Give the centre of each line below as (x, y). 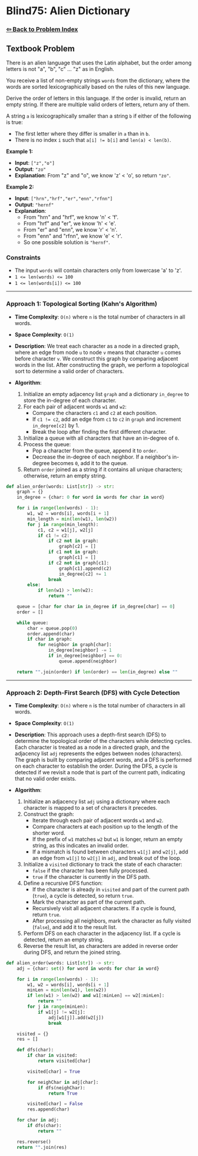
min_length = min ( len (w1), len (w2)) (72, 519)
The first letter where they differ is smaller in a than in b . (82, 134)
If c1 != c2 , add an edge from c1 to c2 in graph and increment (107, 419)
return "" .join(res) (42, 1147)
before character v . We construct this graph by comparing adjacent (96, 358)
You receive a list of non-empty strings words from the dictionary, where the (98, 80)
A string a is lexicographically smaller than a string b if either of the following (99, 116)
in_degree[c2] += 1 (83, 574)
